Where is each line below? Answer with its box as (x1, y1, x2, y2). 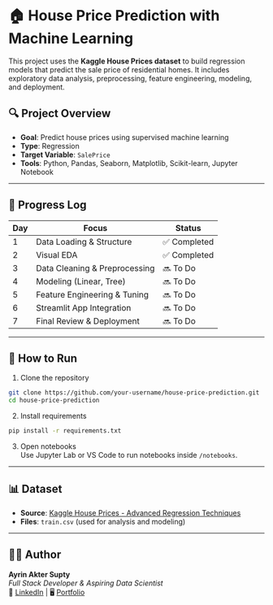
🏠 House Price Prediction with (8, 7, 220, 25)
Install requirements (19, 411, 87, 421)
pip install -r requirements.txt (8, 427, 122, 435)
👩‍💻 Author (8, 548, 62, 562)
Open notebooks (19, 442, 77, 451)
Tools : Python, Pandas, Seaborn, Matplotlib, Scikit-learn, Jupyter (19, 158, 238, 168)
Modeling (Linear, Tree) (36, 276, 126, 287)
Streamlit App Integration (36, 302, 132, 313)
